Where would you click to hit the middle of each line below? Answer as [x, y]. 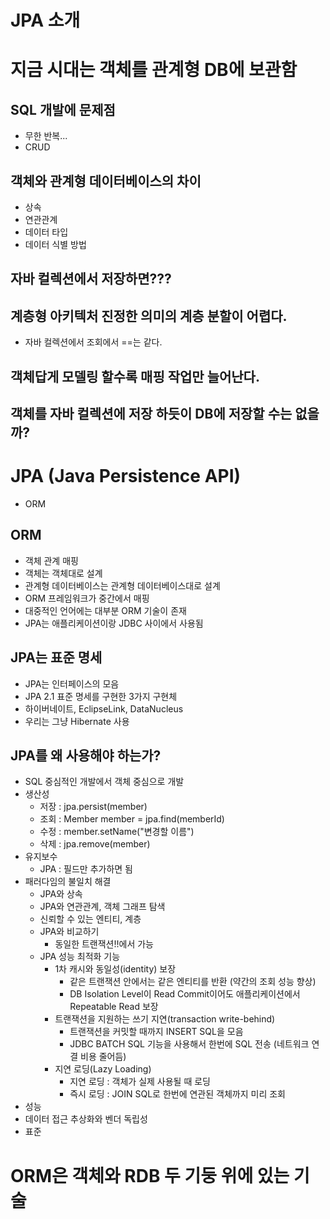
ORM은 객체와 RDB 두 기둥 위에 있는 [150, 1175]
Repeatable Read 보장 [114, 1007]
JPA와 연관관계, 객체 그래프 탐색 [102, 907]
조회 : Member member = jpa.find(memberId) [132, 819]
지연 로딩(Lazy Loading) [103, 1069]
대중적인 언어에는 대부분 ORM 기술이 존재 [105, 610]
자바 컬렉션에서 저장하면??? [91, 279]
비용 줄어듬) [103, 1057]
